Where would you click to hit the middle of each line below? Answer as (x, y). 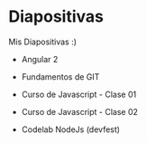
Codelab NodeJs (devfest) (71, 129)
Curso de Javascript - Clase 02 (80, 111)
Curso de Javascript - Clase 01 (79, 94)
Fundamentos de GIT (60, 76)
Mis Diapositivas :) (43, 42)
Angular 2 (40, 59)
